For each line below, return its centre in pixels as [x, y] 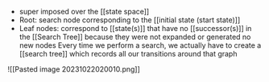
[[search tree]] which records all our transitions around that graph [128, 54]
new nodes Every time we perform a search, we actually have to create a [140, 45]
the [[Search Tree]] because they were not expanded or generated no [135, 37]
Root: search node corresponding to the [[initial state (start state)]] [130, 20]
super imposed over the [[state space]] [84, 12]
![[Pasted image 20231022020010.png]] [74, 69]
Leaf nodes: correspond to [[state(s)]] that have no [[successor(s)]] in [135, 28]
